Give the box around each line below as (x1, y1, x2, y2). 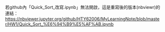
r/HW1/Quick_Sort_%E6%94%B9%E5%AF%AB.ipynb (5, 21, 114, 27)
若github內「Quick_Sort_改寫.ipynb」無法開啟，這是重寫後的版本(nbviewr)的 (5, 4, 161, 10)
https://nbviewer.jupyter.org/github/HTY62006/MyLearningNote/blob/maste (5, 16, 160, 22)
